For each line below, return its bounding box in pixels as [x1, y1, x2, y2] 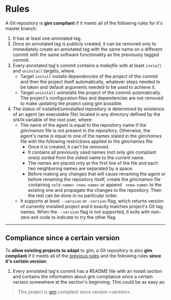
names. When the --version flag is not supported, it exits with [20, 209, 150, 215]
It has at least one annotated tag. [12, 35, 82, 41]
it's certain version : [5, 258, 47, 264]
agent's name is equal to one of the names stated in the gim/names [20, 133, 162, 139]
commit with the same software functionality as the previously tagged [12, 52, 159, 58]
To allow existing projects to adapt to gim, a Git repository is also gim [5, 247, 153, 253]
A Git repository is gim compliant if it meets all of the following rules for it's [5, 20, 163, 26]
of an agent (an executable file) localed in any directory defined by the [12, 111, 160, 117]
